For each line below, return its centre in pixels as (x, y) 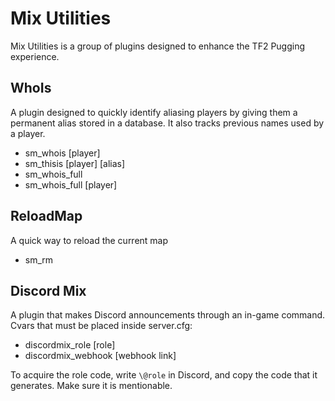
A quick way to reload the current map (89, 240)
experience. (35, 56)
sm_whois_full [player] (71, 184)
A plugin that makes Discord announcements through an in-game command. (168, 315)
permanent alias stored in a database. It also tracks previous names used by (167, 123)
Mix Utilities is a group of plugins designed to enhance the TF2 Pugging (158, 46)
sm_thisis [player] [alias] (75, 163)
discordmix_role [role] (70, 345)
